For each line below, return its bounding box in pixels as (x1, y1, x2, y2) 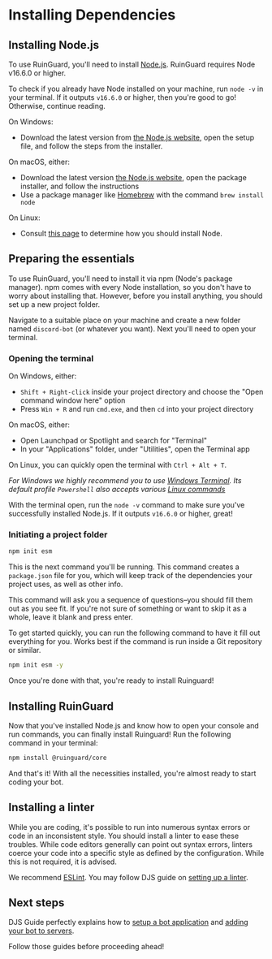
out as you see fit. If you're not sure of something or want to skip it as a (8, 603, 248, 614)
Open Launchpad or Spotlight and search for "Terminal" (19, 436, 208, 446)
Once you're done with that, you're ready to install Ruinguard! (8, 676, 214, 685)
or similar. (8, 646, 41, 655)
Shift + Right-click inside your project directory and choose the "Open (19, 387, 264, 397)
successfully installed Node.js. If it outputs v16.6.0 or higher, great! (8, 509, 233, 519)
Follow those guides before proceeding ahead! (8, 942, 165, 952)
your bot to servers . (8, 926, 75, 935)
